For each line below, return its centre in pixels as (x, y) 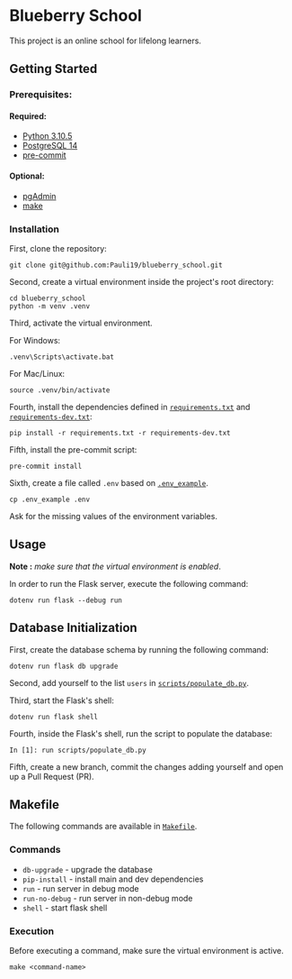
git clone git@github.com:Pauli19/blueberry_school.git (116, 265)
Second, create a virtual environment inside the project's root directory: (142, 281)
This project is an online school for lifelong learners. (106, 41)
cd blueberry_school (48, 298)
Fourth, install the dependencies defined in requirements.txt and (130, 407)
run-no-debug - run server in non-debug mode (107, 898)
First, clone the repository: (58, 248)
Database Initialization (73, 628)
